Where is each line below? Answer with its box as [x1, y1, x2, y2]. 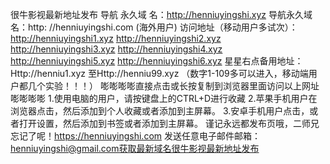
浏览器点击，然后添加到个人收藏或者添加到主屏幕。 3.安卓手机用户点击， [10, 105, 310, 117]
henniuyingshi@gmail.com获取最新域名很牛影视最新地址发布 [10, 143, 260, 154]
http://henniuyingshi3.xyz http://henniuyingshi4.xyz [10, 43, 223, 55]
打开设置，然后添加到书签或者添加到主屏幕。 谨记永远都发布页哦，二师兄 [18, 118, 320, 129]
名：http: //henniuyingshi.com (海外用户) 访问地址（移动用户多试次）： [10, 21, 298, 33]
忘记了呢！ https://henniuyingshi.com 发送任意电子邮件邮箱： [10, 130, 261, 142]
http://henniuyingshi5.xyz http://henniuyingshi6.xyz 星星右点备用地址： [10, 55, 304, 67]
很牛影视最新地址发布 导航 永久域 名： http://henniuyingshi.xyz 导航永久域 [10, 9, 313, 20]
